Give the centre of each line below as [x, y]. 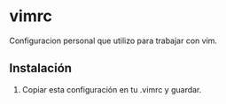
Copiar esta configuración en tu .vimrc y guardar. [112, 89]
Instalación [41, 68]
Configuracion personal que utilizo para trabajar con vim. [113, 41]
